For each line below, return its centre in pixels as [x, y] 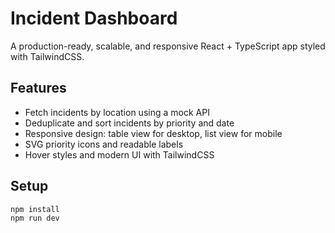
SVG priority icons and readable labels [104, 144]
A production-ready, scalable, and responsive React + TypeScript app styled [168, 46]
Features [38, 88]
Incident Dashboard [94, 18]
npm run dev [35, 218]
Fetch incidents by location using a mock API [117, 112]
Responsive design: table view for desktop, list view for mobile [153, 133]
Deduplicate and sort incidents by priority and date [129, 123]
